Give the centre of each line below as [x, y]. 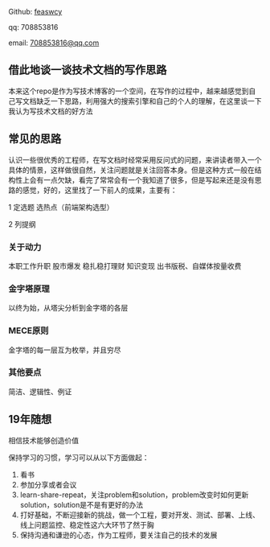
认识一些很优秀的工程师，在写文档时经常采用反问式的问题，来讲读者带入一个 [135, 159]
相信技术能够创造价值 [43, 440]
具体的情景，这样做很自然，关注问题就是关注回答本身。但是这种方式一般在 [131, 170]
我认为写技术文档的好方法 [51, 111]
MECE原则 [29, 331]
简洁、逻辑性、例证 [40, 391]
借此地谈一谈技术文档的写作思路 [88, 70]
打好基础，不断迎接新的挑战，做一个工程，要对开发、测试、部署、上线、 [139, 515]
